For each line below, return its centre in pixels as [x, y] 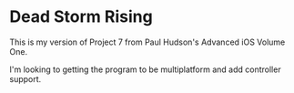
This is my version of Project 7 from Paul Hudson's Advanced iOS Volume [147, 42]
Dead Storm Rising [81, 17]
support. [25, 78]
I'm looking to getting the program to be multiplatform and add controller [145, 69]
